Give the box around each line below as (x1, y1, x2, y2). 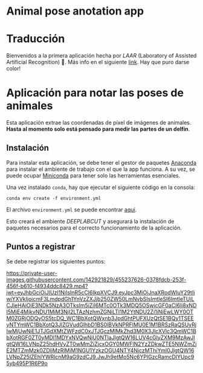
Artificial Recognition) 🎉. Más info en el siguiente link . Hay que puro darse (6, 59, 190, 66)
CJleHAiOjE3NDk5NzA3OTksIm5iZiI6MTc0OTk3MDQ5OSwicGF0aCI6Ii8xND (6, 302, 197, 309)
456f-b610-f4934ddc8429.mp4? (6, 282, 88, 289)
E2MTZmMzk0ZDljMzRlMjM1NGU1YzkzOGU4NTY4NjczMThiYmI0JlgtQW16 (6, 346, 195, 354)
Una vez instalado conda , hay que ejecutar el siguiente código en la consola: (6, 183, 195, 191)
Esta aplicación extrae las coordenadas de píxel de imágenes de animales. (6, 119, 192, 127)
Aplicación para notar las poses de (6, 86, 184, 100)
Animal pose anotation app (6, 4, 144, 18)
